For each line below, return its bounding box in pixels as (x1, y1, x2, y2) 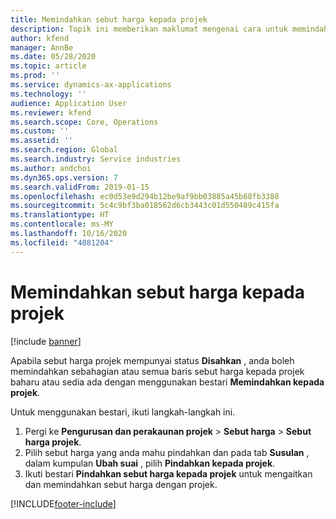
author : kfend (10, 33, 70, 43)
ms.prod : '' (10, 71, 60, 81)
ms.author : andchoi (10, 163, 92, 173)
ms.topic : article (10, 61, 87, 71)
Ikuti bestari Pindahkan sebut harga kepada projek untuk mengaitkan (24, 467, 313, 480)
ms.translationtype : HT (10, 210, 110, 220)
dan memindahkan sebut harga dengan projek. (24, 478, 218, 490)
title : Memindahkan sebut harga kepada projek (10, 14, 208, 25)
